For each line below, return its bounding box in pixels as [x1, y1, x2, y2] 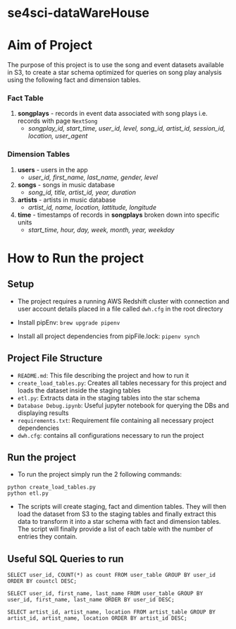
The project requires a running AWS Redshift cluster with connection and [17, 296, 230, 305]
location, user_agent [27, 132, 88, 140]
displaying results [17, 408, 69, 417]
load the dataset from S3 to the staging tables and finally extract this [17, 510, 217, 518]
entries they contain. [17, 532, 77, 541]
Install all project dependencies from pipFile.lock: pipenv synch [17, 332, 200, 340]
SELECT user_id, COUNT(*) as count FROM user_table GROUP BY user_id [7, 572, 216, 579]
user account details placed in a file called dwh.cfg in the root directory [17, 304, 223, 313]
